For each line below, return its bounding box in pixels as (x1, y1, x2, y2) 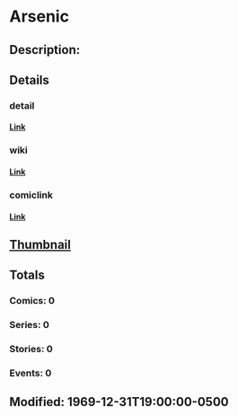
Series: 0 (9, 319, 49, 332)
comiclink (9, 189, 54, 201)
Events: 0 (9, 367, 52, 379)
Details (9, 72, 49, 87)
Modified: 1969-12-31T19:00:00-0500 (9, 394, 229, 410)
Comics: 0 (9, 295, 56, 307)
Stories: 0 (9, 343, 54, 356)
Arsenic (9, 6, 70, 27)
